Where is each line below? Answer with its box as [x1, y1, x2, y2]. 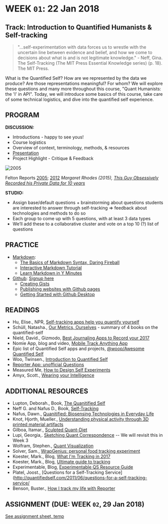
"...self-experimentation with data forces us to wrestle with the [17, 44, 146, 50]
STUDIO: [5, 190, 24, 196]
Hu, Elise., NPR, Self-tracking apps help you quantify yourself [12, 319, 139, 325]
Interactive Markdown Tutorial [20, 264, 82, 271]
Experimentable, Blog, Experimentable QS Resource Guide [12, 464, 133, 470]
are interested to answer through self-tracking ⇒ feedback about [12, 205, 147, 211]
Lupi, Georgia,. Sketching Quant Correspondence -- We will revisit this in [12, 432, 163, 438]
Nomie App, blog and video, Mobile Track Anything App [12, 340, 128, 346]
